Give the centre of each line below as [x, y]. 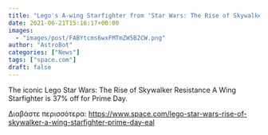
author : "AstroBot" [41, 45]
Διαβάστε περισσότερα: [47, 114]
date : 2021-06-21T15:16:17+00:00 [64, 23]
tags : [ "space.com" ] [43, 60]
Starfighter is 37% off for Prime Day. [68, 98]
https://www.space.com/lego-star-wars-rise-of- [167, 114]
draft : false [30, 67]
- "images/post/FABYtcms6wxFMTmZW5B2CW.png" [91, 38]
